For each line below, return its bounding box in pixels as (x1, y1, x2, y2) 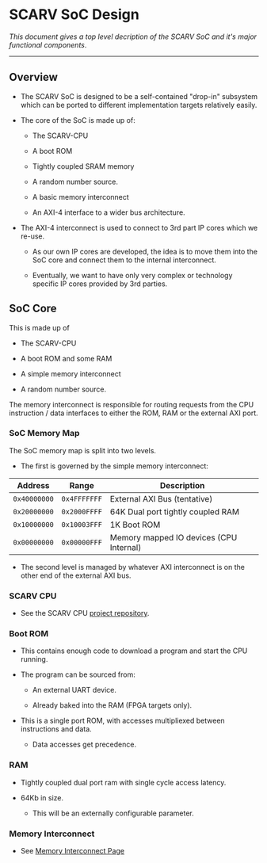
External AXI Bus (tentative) (109, 493, 213, 504)
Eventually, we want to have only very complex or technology (32, 270, 233, 280)
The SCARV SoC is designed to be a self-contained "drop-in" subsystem (20, 91, 258, 101)
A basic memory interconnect (32, 192, 129, 201)
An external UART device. (32, 685, 117, 695)
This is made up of (9, 323, 70, 332)
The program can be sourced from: (20, 670, 135, 679)
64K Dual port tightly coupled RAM (109, 506, 240, 517)
